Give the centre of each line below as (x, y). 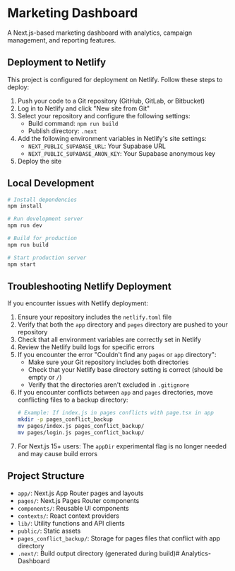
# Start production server (47, 258)
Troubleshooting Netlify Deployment (89, 286)
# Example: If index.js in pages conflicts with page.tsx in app (115, 413)
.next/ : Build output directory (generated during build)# (98, 553)
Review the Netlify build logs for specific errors (86, 347)
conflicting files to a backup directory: (73, 400)
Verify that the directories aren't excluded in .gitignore (109, 385)
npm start (22, 264)
